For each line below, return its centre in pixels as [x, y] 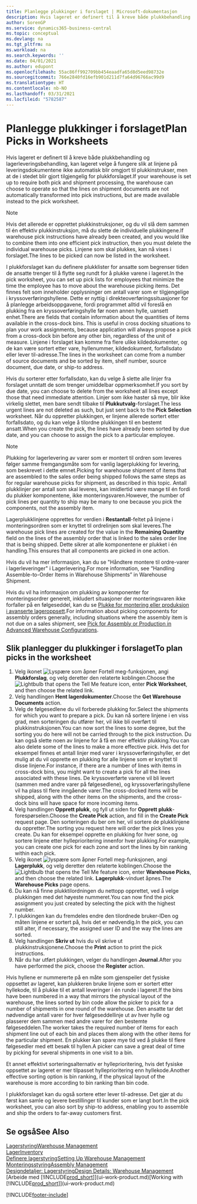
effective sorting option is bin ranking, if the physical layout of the [86, 1077]
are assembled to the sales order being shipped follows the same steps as [96, 476]
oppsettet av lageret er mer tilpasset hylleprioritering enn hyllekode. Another [98, 1070]
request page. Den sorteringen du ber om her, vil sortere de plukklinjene [102, 822]
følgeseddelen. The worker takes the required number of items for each [92, 1028]
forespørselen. [32, 816]
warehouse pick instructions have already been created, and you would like [98, 236]
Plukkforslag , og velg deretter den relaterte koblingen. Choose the [95, 678]
